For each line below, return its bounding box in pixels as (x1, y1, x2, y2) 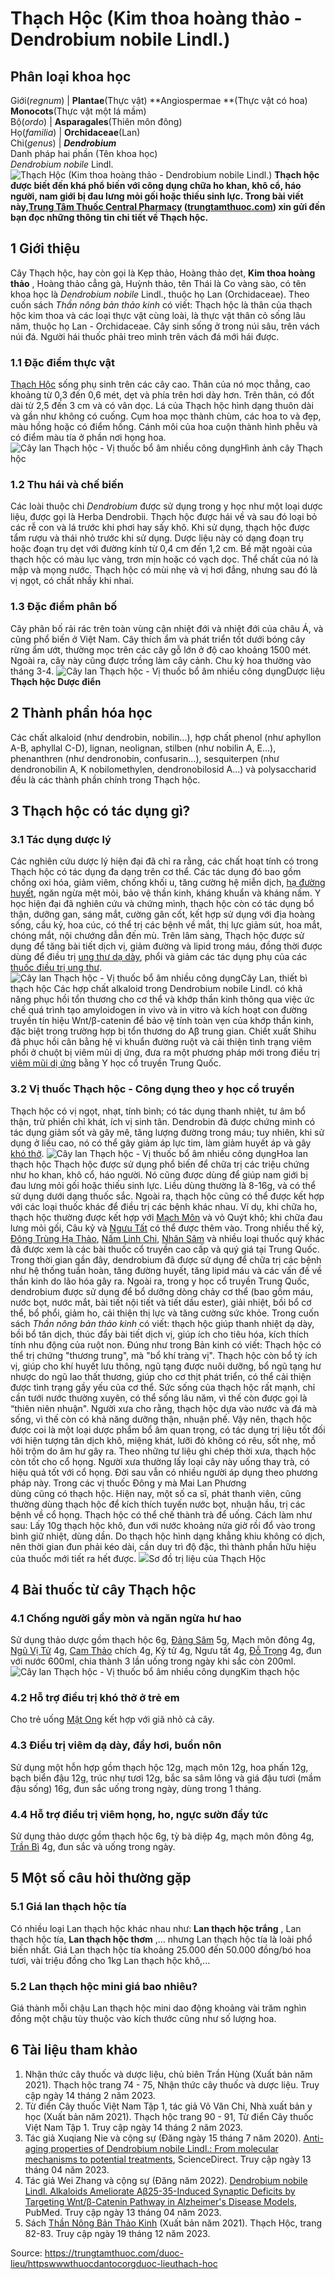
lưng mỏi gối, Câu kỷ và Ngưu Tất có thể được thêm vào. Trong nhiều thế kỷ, (10, 1222, 325, 1234)
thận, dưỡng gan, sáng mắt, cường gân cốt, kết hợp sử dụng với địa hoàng (10, 908, 316, 921)
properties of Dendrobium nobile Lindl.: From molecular (50, 2142, 279, 2154)
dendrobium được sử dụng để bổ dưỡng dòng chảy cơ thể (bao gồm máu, (10, 1285, 314, 1297)
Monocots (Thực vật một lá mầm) (10, 105, 147, 117)
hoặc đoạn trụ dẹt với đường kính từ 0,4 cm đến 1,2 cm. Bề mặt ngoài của (10, 543, 313, 555)
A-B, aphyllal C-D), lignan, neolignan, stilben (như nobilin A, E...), (10, 742, 277, 754)
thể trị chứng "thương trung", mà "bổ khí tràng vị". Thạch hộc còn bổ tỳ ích (10, 1349, 318, 1361)
